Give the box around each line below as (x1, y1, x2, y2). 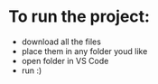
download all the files (21, 36, 101, 47)
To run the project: (8, 6, 151, 27)
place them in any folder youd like (21, 45, 148, 56)
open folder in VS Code (21, 55, 109, 66)
